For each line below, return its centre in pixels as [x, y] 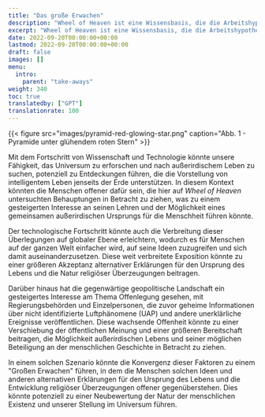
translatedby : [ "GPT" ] [45, 103]
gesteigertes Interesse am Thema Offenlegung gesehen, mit [106, 297]
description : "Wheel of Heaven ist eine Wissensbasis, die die [114, 23]
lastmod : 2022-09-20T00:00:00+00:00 [68, 45]
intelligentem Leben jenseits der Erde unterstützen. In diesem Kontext [121, 182]
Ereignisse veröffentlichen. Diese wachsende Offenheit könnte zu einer [123, 322]
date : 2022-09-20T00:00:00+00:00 [63, 38]
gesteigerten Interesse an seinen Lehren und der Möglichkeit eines [117, 207]
